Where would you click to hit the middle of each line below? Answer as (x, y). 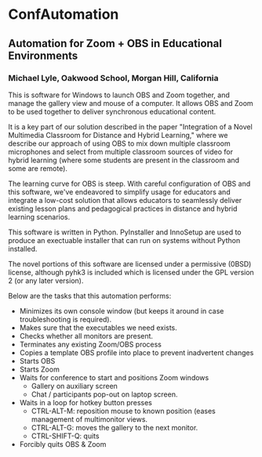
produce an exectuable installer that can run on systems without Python (124, 240)
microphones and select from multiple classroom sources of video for (121, 151)
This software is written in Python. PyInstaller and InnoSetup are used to (125, 232)
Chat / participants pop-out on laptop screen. (104, 394)
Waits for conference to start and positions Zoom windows (114, 377)
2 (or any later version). (46, 281)
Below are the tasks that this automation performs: (90, 296)
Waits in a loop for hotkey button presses (86, 402)
